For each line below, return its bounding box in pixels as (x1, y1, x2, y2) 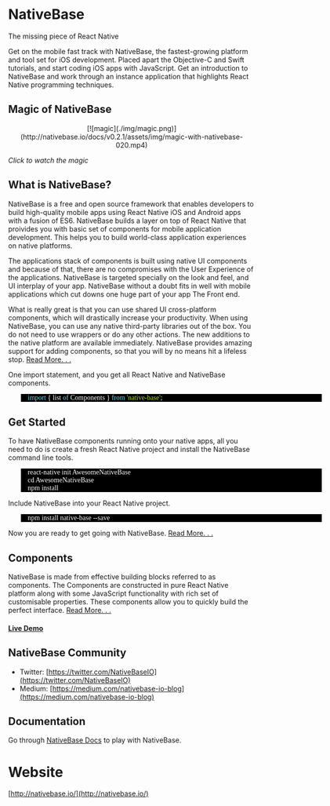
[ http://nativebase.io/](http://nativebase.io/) (8, 789, 149, 798)
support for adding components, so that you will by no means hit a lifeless (8, 346, 247, 356)
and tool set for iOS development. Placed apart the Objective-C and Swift (8, 55, 245, 64)
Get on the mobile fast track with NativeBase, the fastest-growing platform (8, 46, 248, 56)
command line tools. (8, 453, 74, 462)
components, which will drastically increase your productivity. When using (8, 312, 248, 323)
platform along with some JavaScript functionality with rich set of (8, 589, 219, 598)
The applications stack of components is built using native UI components (8, 256, 248, 265)
